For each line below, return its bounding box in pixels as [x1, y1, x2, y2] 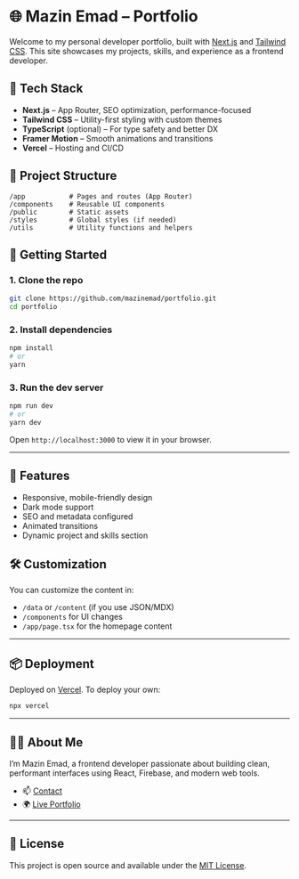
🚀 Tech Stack [9, 81, 84, 96]
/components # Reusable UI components [9, 199, 166, 208]
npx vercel [9, 702, 50, 711]
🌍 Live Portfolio [21, 799, 82, 810]
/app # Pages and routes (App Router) [9, 191, 193, 201]
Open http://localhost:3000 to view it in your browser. [9, 434, 212, 444]
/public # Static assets [9, 208, 129, 216]
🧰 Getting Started [9, 247, 108, 262]
